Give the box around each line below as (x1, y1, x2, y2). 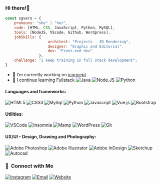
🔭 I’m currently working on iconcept (12, 71, 86, 77)
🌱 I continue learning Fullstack (12, 77, 75, 83)
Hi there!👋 (5, 5, 30, 12)
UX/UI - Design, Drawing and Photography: (5, 133, 96, 139)
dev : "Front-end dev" (47, 49, 93, 54)
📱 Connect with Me (5, 162, 53, 169)
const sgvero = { (5, 16, 41, 21)
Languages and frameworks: (5, 88, 66, 94)
